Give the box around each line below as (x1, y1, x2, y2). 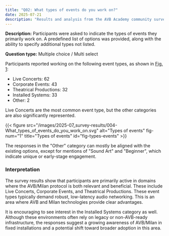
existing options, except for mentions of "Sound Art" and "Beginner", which (5, 148, 161, 154)
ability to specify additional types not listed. (5, 41, 96, 47)
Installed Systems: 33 (12, 92, 57, 98)
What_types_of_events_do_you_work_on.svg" (5, 128, 99, 134)
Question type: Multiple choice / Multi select (5, 51, 98, 57)
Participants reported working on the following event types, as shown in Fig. (5, 61, 163, 67)
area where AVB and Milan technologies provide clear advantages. (5, 199, 143, 205)
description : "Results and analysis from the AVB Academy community (5, 17, 152, 22)
